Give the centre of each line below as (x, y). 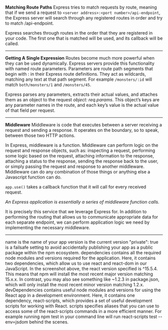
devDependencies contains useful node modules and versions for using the (83, 290)
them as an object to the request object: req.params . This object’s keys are (82, 100)
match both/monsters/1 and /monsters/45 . (48, 85)
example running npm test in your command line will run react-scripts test (81, 316)
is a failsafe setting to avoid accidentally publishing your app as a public (79, 247)
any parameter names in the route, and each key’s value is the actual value (82, 105)
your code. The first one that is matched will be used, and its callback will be (84, 38)
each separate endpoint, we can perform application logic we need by (77, 222)
